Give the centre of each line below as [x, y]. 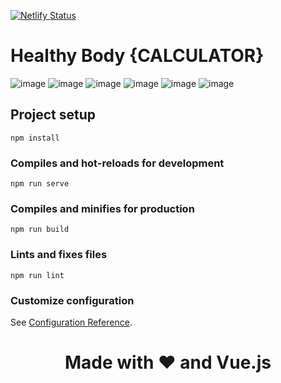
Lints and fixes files [59, 255]
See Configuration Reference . [71, 322]
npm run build [40, 230]
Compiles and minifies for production [102, 208]
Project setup [53, 115]
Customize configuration [72, 300]
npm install [35, 138]
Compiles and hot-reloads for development [117, 163]
